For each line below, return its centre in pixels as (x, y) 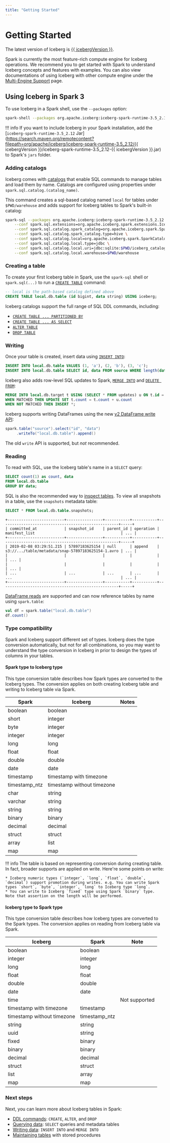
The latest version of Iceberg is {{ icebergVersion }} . (60, 49)
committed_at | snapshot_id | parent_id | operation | (84, 529)
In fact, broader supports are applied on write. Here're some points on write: (85, 869)
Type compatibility (29, 628)
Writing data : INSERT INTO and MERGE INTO (55, 1129)
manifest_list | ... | (71, 533)
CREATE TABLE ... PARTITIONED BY (48, 316)
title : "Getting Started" (32, 10)
